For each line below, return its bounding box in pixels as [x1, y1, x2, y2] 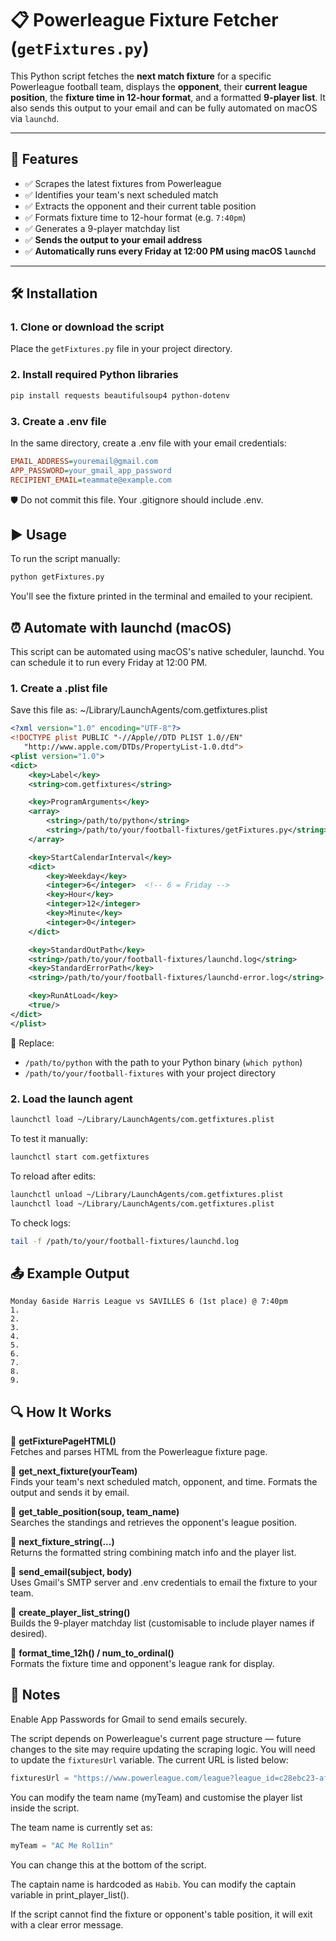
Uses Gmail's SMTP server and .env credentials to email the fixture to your [10, 1577, 318, 1588]
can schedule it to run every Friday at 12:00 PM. [10, 657, 208, 669]
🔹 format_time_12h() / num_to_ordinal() [10, 1647, 175, 1659]
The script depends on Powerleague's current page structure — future [10, 1732, 302, 1744]
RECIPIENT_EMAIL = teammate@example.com [10, 475, 172, 485]
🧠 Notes [10, 1687, 61, 1704]
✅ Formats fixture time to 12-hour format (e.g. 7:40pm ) [24, 211, 247, 223]
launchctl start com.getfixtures [10, 1152, 150, 1162]
